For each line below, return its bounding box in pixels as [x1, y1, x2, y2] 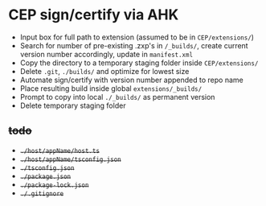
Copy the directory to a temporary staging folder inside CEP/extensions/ [19, 58, 259, 68]
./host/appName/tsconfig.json [19, 155, 122, 163]
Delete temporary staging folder [19, 101, 126, 110]
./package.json [19, 172, 72, 180]
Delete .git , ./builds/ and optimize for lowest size [19, 66, 190, 76]
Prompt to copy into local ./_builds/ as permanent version [19, 92, 215, 101]
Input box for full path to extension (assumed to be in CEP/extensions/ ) [19, 32, 255, 42]
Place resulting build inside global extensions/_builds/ [19, 83, 203, 93]
